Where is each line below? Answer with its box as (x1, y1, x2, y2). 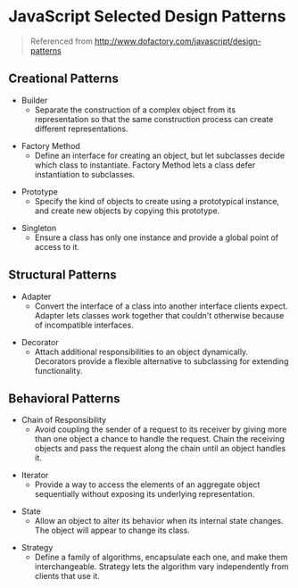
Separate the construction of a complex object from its (34, 104, 236, 115)
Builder (21, 95, 48, 105)
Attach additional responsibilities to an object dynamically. (34, 346, 249, 357)
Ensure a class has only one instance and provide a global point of (34, 232, 279, 243)
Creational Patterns (8, 71, 120, 87)
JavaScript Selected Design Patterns (8, 6, 286, 27)
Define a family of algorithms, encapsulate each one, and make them (34, 551, 288, 563)
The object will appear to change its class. (34, 525, 191, 536)
